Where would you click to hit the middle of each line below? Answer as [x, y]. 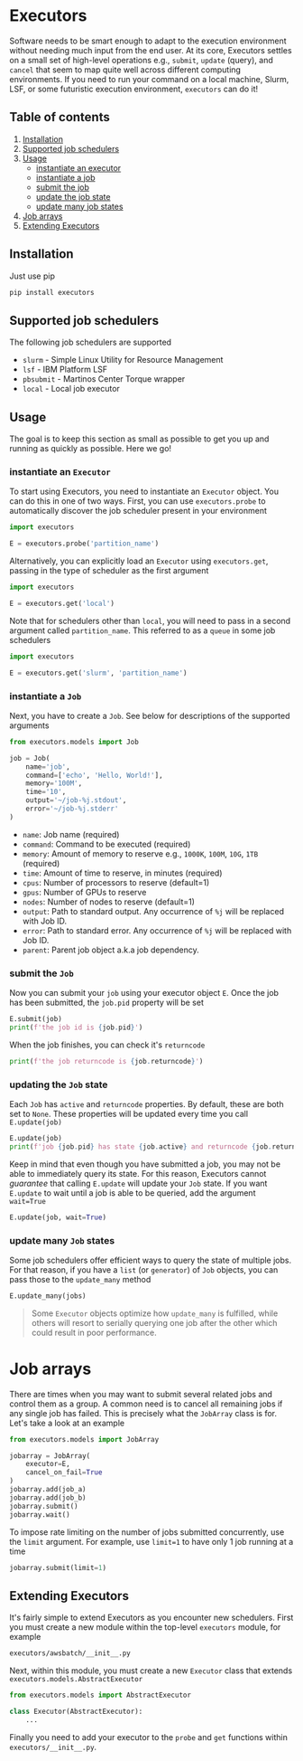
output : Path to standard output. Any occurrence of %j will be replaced [153, 911]
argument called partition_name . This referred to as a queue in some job [142, 630]
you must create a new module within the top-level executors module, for [145, 1627]
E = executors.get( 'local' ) [62, 603]
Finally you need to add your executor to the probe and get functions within [149, 1737]
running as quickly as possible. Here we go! [91, 449]
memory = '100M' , [54, 783]
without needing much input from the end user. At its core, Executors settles [151, 50]
